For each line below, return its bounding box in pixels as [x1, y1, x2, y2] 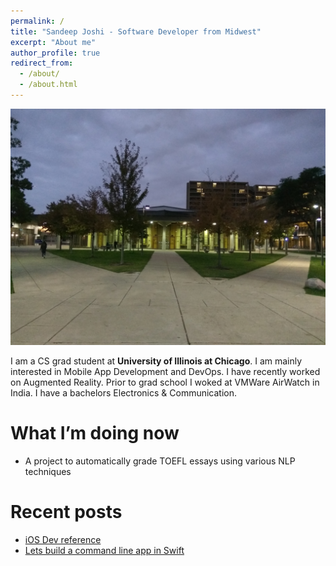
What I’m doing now [10, 422, 180, 445]
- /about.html [19, 80, 78, 90]
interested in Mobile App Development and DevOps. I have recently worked [10, 365, 321, 377]
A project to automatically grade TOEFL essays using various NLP [24, 455, 296, 467]
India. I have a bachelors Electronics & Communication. [10, 386, 238, 399]
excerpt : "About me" [10, 37, 97, 47]
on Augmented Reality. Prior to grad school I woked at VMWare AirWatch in [10, 376, 320, 388]
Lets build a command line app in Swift [24, 544, 185, 556]
